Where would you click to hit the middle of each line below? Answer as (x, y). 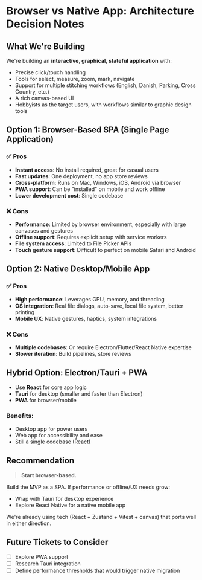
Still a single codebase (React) (53, 442)
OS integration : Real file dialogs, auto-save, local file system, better (99, 306)
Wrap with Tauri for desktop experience (64, 498)
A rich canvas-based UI (44, 98)
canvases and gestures (44, 230)
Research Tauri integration (48, 564)
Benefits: (20, 416)
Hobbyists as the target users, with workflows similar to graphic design (103, 105)
